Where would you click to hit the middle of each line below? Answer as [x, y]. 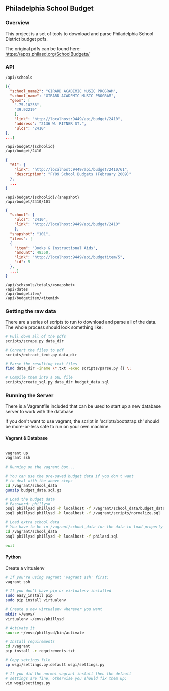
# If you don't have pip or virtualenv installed [58, 591]
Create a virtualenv [25, 568]
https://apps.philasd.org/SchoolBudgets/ [47, 54]
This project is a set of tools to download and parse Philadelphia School [79, 33]
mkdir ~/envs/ [20, 614]
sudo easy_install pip [29, 596]
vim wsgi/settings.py [28, 683]
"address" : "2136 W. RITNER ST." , [50, 124]
